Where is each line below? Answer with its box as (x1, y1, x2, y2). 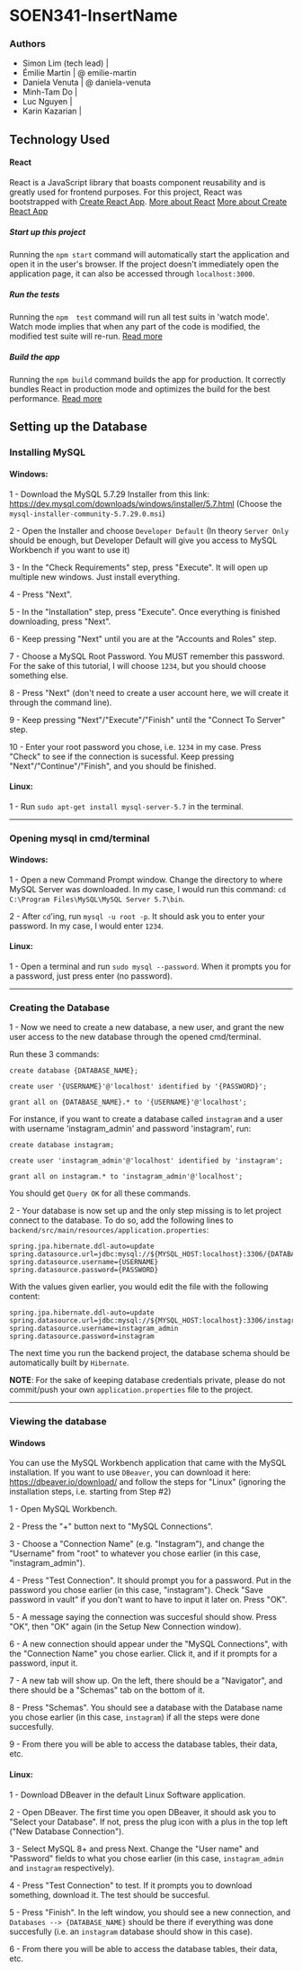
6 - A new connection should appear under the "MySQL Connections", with (9, 1639, 288, 1650)
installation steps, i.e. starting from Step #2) (9, 1487, 172, 1497)
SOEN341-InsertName (9, 5, 178, 26)
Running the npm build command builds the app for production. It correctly (9, 374, 286, 384)
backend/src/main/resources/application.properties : (9, 1225, 209, 1235)
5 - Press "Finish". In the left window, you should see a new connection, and (9, 1906, 291, 1918)
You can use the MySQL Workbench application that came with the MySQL (9, 1458, 287, 1469)
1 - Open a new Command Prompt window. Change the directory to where (9, 874, 283, 885)
